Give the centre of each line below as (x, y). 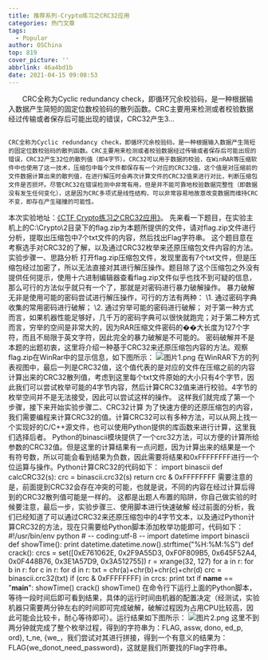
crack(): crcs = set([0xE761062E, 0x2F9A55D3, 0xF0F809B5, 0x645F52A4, (132, 552)
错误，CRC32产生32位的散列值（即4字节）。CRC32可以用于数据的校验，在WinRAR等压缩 (130, 159)
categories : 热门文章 (42, 23)
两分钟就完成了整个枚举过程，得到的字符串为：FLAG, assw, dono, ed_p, (126, 627)
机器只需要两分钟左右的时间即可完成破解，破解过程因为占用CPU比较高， (128, 607)
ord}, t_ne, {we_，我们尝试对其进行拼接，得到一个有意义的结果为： (118, 637)
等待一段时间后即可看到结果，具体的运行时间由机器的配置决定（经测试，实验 (134, 597)
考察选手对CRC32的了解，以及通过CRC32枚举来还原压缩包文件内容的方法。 (133, 247)
